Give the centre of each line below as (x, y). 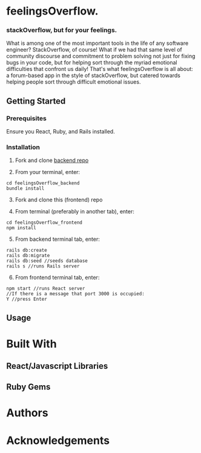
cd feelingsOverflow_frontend (44, 223)
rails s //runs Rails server (43, 266)
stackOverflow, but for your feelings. (62, 30)
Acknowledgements (58, 441)
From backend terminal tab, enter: (57, 239)
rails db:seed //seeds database (47, 261)
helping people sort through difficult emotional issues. (74, 82)
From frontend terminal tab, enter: (57, 278)
